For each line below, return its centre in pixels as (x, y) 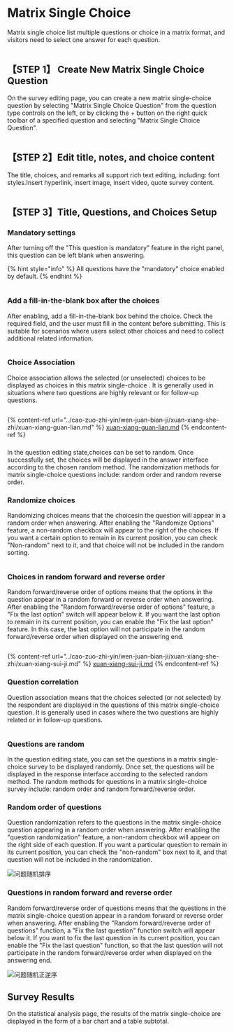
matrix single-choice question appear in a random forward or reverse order (115, 915)
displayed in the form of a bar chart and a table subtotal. (88, 1021)
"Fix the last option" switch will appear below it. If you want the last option (114, 614)
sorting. (19, 553)
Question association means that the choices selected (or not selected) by (114, 697)
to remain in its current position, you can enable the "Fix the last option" (111, 622)
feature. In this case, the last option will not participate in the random (106, 629)
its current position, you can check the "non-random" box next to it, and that (117, 852)
